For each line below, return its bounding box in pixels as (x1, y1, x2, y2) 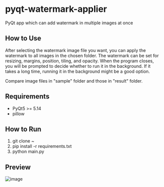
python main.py (12, 148, 45, 154)
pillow (12, 110, 25, 117)
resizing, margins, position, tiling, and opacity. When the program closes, (5, 58, 154, 64)
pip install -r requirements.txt (12, 143, 72, 149)
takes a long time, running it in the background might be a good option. (5, 68, 150, 74)
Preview (5, 163, 31, 171)
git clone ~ (12, 138, 35, 144)
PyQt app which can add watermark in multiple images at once (5, 20, 133, 26)
